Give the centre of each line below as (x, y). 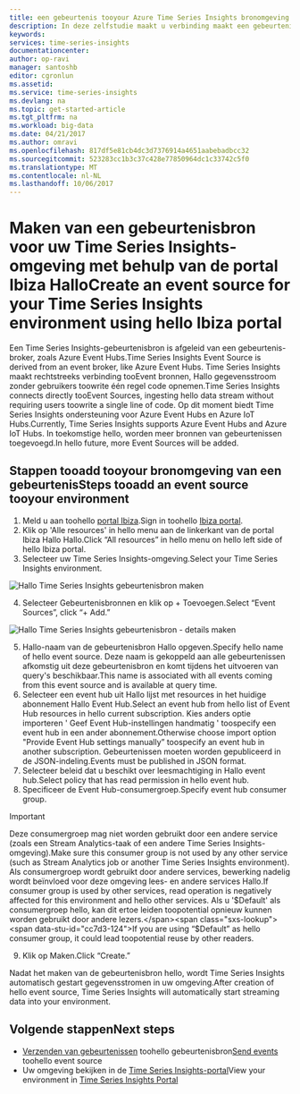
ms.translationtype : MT (54, 167)
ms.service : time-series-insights (74, 92)
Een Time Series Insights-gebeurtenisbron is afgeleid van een (123, 348)
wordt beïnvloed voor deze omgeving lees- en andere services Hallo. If (139, 881)
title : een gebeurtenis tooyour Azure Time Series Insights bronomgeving (150, 17)
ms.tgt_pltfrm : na (43, 117)
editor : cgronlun (42, 76)
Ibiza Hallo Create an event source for (150, 285)
